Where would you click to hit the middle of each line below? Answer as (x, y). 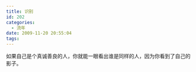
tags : (13, 39)
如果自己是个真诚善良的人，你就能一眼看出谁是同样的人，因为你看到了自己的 (98, 56)
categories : (20, 22)
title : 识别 (20, 11)
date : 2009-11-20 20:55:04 (39, 33)
